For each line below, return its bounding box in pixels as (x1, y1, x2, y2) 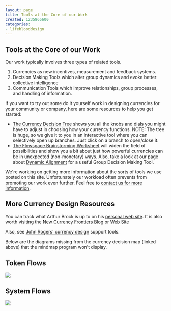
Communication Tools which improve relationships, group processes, (12, 85, 158, 91)
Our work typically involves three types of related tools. (5, 59, 122, 65)
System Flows (5, 287, 51, 295)
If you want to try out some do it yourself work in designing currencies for (5, 100, 160, 106)
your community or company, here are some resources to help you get (5, 106, 154, 112)
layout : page (5, 7, 33, 13)
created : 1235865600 (5, 17, 49, 22)
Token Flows (5, 258, 46, 268)
